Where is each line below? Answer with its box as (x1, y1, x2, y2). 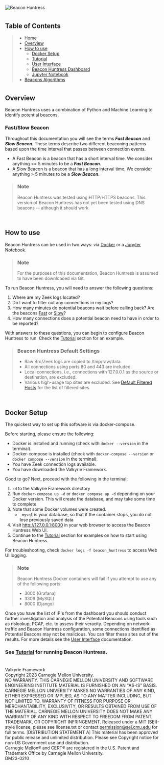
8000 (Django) (24, 601, 54, 607)
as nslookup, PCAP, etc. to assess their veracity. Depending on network (5, 621, 150, 627)
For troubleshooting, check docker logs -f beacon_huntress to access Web (5, 547, 158, 553)
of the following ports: (17, 581, 62, 587)
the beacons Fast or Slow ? (12, 310, 66, 316)
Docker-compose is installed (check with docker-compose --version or (12, 451, 154, 457)
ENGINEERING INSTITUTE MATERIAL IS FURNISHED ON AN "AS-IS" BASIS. (5, 683, 158, 688)
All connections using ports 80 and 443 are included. (24, 364, 132, 370)
